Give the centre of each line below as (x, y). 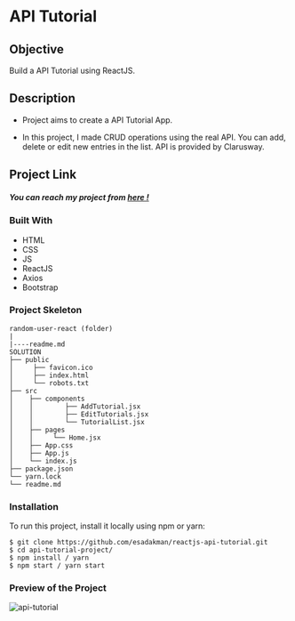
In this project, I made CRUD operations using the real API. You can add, (154, 137)
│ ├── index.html (49, 375)
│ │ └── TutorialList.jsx (77, 422)
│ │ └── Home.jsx (55, 438)
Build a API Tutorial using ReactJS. (72, 70)
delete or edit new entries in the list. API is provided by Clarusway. (143, 146)
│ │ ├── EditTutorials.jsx (79, 414)
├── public (29, 359)
